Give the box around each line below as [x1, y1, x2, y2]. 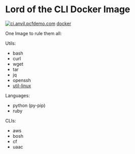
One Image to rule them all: [5, 30, 62, 36]
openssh [12, 77, 31, 83]
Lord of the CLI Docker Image [5, 4, 130, 15]
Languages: [5, 92, 30, 98]
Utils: [5, 40, 16, 46]
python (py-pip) [12, 102, 46, 108]
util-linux [12, 83, 31, 89]
